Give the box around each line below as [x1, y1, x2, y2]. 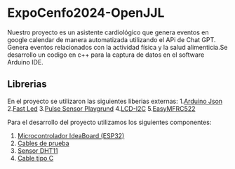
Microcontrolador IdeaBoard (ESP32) [17, 131, 125, 140]
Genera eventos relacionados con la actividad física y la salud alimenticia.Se [7, 43, 228, 51]
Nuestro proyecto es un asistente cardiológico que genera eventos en [7, 28, 209, 36]
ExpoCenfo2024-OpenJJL [7, 5, 165, 21]
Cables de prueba [17, 139, 69, 147]
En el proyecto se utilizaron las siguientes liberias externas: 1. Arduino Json [7, 97, 223, 105]
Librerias [7, 79, 47, 90]
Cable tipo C [17, 154, 54, 162]
